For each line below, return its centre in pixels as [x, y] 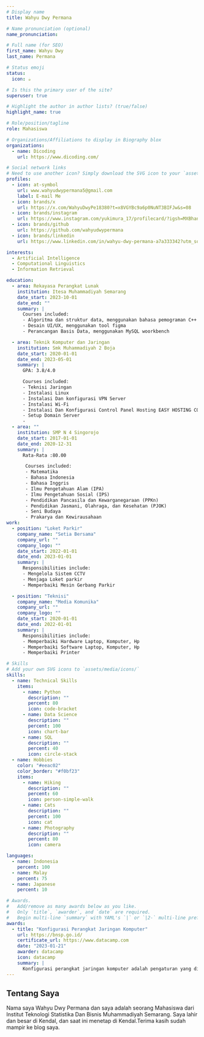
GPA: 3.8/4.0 [39, 371]
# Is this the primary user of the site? [59, 90]
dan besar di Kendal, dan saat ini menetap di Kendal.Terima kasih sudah [96, 1021]
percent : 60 [43, 794]
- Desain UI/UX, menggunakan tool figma [74, 326]
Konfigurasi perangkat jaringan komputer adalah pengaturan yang [107, 969]
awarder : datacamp [40, 952]
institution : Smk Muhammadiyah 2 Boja [66, 348]
